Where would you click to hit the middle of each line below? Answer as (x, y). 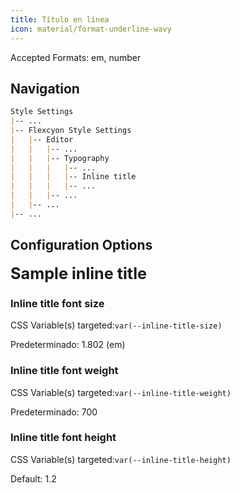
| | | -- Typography (60, 158)
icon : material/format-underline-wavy (91, 29)
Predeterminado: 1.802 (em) (68, 345)
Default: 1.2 (33, 478)
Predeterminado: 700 (54, 412)
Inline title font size (57, 303)
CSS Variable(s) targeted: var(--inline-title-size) (116, 325)
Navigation (45, 88)
